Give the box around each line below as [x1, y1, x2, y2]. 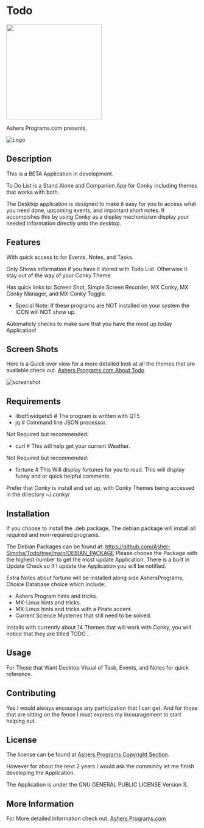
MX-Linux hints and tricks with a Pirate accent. [15, 606, 133, 612]
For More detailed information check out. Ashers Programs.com [6, 815, 166, 823]
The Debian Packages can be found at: [6, 543, 104, 550]
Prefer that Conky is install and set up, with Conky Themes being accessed [6, 484, 195, 492]
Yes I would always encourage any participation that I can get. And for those [6, 704, 198, 712]
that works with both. [6, 188, 60, 196]
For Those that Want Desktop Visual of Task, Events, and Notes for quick [6, 663, 189, 671]
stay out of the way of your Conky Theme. [6, 272, 113, 279]
